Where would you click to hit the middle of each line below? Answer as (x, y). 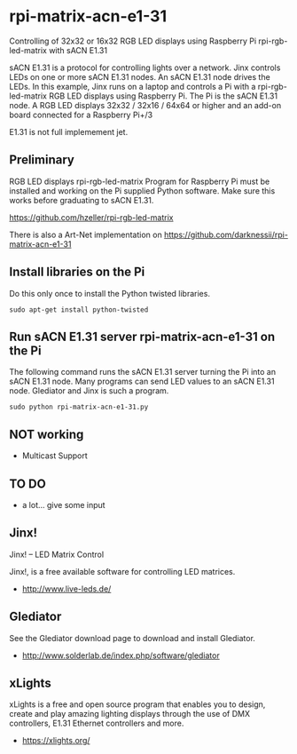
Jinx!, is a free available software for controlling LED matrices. (122, 571)
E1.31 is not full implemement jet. (69, 131)
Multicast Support (55, 456)
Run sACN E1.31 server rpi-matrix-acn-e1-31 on (142, 336)
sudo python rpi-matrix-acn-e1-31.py (79, 407)
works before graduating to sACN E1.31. (82, 200)
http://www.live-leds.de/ (66, 589)
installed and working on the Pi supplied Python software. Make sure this (142, 190)
